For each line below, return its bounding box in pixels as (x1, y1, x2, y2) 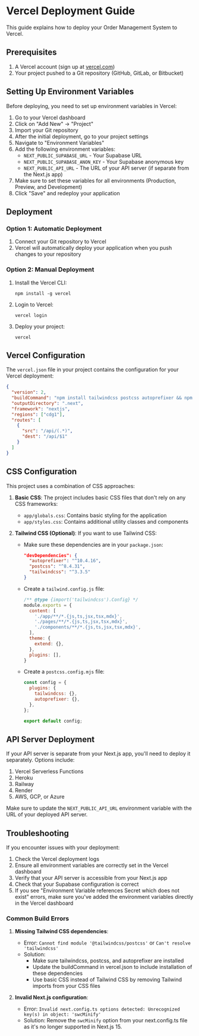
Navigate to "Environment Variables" (14, 139, 105, 146)
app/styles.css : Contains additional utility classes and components (23, 518, 189, 525)
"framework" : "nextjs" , (11, 405, 70, 412)
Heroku (14, 774, 33, 781)
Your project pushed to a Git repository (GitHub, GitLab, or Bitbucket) (14, 69, 184, 77)
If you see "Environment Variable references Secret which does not (14, 887, 180, 894)
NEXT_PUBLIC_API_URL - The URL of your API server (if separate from (23, 164, 189, 172)
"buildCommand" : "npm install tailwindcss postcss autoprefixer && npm (11, 395, 193, 401)
